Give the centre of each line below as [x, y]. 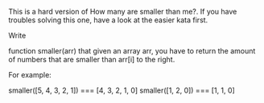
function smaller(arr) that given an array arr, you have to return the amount [132, 51]
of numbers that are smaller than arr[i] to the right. [92, 59]
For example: [30, 75]
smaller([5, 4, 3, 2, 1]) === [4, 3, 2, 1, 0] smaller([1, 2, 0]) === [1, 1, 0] [122, 90]
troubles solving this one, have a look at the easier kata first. [108, 20]
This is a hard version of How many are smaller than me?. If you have [123, 12]
